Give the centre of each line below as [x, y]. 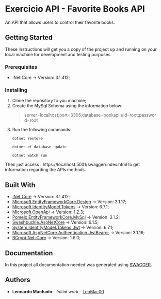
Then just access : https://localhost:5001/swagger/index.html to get [72, 165]
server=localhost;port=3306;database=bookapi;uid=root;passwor [90, 115]
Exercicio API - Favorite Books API [75, 9]
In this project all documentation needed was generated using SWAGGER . [79, 265]
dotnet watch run [30, 156]
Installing [16, 90]
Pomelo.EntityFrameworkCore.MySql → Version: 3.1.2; [66, 217]
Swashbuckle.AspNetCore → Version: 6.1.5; [55, 222]
